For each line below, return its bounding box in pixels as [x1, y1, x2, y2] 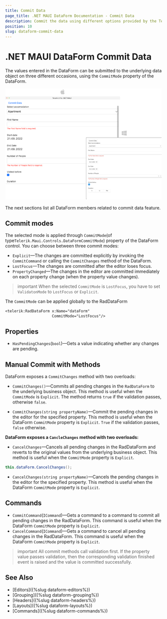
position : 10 [5, 24, 32, 29]
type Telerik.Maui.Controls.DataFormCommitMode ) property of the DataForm [5, 237, 159, 244]
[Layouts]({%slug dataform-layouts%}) [12, 603, 93, 609]
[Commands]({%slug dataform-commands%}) [12, 608, 108, 614]
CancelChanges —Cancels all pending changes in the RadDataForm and [12, 444, 156, 450]
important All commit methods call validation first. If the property [17, 548, 150, 554]
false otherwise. [12, 424, 47, 430]
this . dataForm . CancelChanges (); [5, 465, 72, 470]
